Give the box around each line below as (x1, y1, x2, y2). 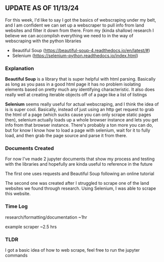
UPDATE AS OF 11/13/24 (5, 4, 79, 12)
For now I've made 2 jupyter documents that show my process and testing (5, 156, 155, 162)
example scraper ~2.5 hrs (5, 224, 57, 230)
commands (5, 253, 28, 258)
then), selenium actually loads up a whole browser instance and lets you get (5, 117, 159, 123)
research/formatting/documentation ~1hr (5, 214, 87, 220)
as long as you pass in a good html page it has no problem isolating (5, 81, 141, 87)
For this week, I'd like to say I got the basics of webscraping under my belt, (5, 17, 157, 23)
